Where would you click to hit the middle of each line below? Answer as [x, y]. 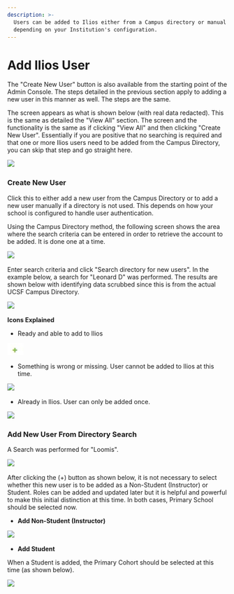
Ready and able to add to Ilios [60, 333]
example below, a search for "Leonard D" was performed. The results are [112, 277]
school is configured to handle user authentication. [80, 213]
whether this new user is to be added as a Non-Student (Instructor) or [108, 485]
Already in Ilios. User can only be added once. [83, 401]
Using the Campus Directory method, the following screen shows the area [114, 226]
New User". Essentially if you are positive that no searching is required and [115, 135]
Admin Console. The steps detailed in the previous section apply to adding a [117, 92]
